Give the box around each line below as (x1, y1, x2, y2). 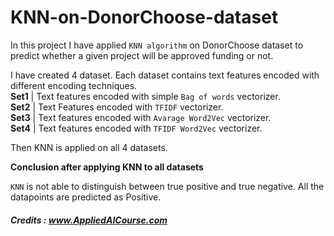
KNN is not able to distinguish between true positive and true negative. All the (10, 180, 325, 192)
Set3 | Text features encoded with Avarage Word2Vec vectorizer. (10, 111, 272, 123)
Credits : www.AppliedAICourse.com (10, 214, 168, 226)
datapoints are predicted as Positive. (10, 191, 162, 203)
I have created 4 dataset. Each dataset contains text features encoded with (10, 69, 320, 81)
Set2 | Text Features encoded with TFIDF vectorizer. (10, 101, 224, 113)
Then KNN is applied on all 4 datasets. (10, 141, 168, 153)
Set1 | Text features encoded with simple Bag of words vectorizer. (10, 90, 281, 102)
